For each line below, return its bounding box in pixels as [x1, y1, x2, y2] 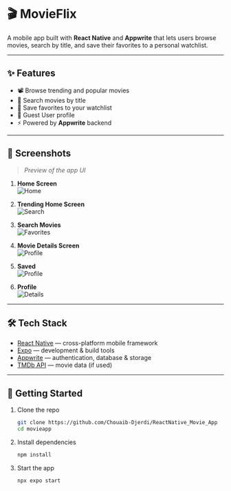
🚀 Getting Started [7, 388, 83, 399]
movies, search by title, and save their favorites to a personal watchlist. [7, 41, 208, 49]
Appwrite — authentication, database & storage [16, 354, 152, 362]
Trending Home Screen [16, 200, 85, 208]
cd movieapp [16, 425, 52, 432]
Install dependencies [16, 438, 77, 446]
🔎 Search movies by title [16, 96, 86, 104]
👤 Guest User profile [16, 110, 76, 119]
